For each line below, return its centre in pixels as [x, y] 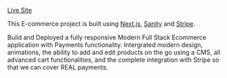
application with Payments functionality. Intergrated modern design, [105, 45]
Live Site [20, 10]
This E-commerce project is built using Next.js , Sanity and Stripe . [101, 24]
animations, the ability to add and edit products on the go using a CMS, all [114, 52]
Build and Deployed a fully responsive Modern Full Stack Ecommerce [107, 37]
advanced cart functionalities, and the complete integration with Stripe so [113, 60]
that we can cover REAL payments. [58, 67]
